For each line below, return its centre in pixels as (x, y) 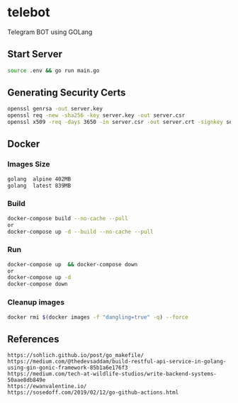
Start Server (35, 54)
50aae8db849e (27, 380)
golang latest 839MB (39, 186)
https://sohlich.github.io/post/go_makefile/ (75, 356)
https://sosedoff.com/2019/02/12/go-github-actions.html (93, 393)
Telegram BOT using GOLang (50, 32)
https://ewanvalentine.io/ (47, 387)
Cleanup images (36, 302)
